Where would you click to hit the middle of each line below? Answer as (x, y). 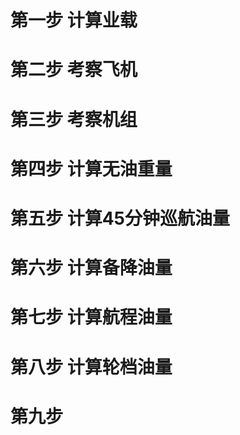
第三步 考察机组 (74, 119)
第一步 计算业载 (74, 20)
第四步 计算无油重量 (91, 168)
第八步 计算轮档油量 (91, 367)
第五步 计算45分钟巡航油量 (120, 218)
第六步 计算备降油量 (91, 268)
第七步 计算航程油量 (91, 317)
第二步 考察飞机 (74, 70)
